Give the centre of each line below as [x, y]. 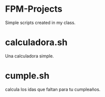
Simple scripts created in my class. [40, 23]
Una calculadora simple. [29, 56]
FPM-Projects [34, 9]
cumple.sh [27, 76]
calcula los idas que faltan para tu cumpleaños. [53, 89]
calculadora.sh [36, 42]
